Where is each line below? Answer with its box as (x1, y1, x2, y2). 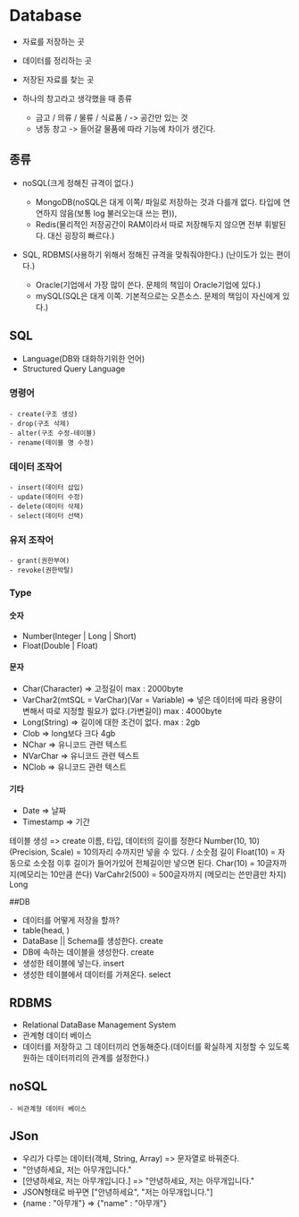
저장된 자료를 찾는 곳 (21, 73, 95, 85)
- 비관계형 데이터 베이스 (9, 1104, 87, 1113)
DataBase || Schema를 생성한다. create (21, 935, 163, 946)
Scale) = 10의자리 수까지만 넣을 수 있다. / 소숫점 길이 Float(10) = (50, 847, 277, 857)
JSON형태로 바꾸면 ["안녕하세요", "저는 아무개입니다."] (21, 1187, 213, 1197)
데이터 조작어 (9, 460, 62, 472)
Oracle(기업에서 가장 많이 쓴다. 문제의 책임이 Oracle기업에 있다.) (35, 279, 262, 290)
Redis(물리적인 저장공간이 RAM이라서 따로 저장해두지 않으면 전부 (35, 218, 263, 229)
